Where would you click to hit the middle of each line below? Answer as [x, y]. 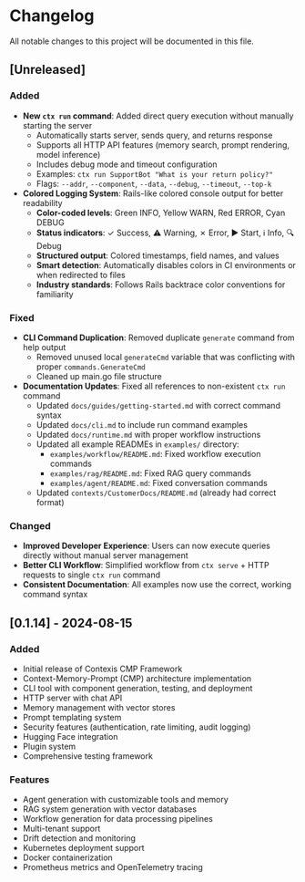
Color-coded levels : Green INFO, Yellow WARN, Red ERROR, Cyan [161, 213]
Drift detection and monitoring [79, 838]
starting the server [57, 125]
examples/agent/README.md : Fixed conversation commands [159, 483]
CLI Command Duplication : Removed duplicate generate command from [158, 337]
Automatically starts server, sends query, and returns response [154, 135]
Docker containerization [68, 857]
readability [42, 202]
